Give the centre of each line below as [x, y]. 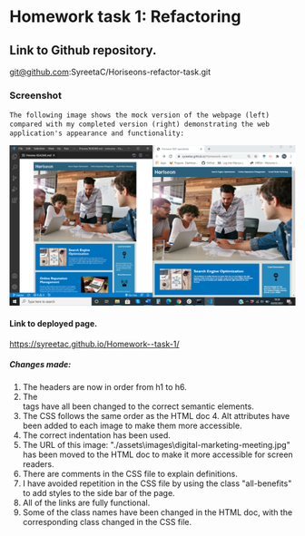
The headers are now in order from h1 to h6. [105, 387]
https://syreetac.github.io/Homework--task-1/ [94, 344]
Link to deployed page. [54, 323]
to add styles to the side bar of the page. [98, 493]
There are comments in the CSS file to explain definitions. [130, 474]
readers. [38, 464]
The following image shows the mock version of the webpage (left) [140, 115]
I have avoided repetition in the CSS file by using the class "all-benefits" [157, 483]
